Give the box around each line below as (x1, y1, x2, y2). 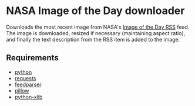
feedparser (14, 81, 42, 88)
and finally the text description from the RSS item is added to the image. (6, 36, 180, 43)
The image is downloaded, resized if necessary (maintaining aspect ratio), (6, 29, 186, 36)
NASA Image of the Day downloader (6, 4, 185, 18)
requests (14, 74, 36, 81)
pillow (14, 87, 29, 94)
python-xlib (14, 93, 43, 100)
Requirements (6, 53, 59, 63)
